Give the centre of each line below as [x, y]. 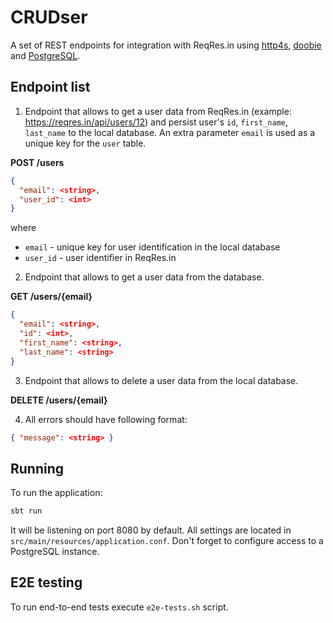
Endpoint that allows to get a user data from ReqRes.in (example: [158, 111]
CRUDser [49, 17]
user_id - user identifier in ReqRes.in [100, 258]
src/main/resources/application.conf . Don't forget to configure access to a [167, 541]
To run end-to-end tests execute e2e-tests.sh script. [119, 607]
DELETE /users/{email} [59, 400]
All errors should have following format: [106, 419]
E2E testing [46, 582]
